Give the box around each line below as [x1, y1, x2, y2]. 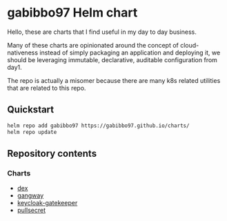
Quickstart [7, 104, 55, 115]
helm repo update [7, 128, 57, 135]
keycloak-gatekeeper [17, 199, 78, 207]
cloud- [180, 41, 199, 49]
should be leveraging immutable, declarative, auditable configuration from [7, 55, 217, 64]
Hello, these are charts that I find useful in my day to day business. [7, 28, 197, 36]
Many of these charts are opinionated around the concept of [7, 41, 179, 49]
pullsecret [17, 206, 46, 215]
